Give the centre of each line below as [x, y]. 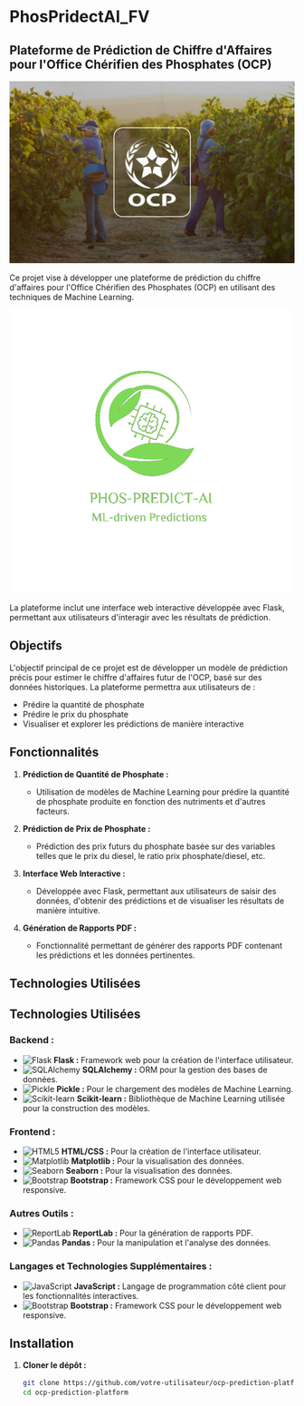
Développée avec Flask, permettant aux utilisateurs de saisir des [156, 891]
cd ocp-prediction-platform [75, 1393]
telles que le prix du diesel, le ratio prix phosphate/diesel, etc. [151, 855]
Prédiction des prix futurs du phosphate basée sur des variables [156, 846]
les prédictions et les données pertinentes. [115, 955]
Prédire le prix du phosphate [76, 714]
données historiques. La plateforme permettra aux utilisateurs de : [133, 687]
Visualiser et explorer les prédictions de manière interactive [133, 724]
